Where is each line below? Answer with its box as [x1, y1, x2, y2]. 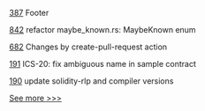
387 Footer [9, 8, 49, 18]
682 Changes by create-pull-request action [9, 41, 168, 52]
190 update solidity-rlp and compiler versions [9, 76, 174, 86]
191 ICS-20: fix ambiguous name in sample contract [9, 59, 197, 69]
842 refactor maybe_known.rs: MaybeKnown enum [9, 25, 196, 34]
